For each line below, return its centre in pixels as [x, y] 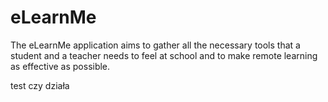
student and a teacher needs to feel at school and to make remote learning [164, 55]
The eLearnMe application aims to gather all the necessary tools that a [155, 45]
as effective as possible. [60, 66]
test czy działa [40, 85]
